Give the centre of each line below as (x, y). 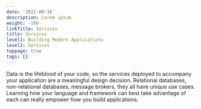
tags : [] (17, 57)
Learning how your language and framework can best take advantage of (96, 93)
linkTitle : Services (32, 29)
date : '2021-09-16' (31, 12)
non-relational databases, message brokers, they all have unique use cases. (101, 86)
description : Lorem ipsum (39, 17)
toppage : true (24, 51)
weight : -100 (23, 23)
